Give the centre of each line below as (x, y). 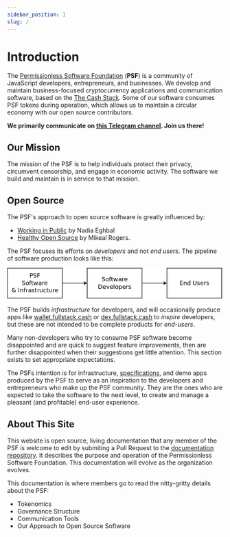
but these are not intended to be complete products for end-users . (101, 325)
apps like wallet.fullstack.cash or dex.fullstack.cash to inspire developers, (111, 317)
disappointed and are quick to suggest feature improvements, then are (107, 345)
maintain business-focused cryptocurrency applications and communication (115, 90)
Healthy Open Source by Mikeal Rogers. (73, 238)
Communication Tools (48, 519)
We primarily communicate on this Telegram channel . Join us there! (106, 126)
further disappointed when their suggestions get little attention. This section (114, 352)
